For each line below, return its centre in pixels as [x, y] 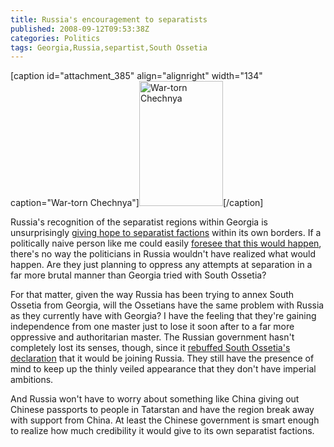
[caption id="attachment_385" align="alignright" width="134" [136, 76]
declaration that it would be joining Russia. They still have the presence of [162, 358]
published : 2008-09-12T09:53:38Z [80, 29]
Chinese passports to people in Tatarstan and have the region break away [162, 410]
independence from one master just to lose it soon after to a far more [152, 327]
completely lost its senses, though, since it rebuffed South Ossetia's [150, 348]
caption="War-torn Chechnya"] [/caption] [137, 203]
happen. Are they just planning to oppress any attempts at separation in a [161, 265]
